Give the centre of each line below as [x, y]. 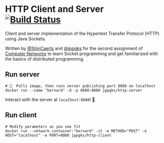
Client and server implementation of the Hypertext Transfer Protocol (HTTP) [82, 33]
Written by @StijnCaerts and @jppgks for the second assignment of [74, 48]
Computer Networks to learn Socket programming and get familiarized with [82, 54]
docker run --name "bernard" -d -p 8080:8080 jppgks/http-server [74, 90]
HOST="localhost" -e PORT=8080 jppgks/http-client [58, 135]
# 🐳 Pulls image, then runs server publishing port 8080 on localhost [80, 86]
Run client [21, 115]
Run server [22, 75]
